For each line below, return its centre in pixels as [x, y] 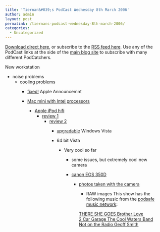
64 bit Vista [68, 140]
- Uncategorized [26, 33]
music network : [102, 204]
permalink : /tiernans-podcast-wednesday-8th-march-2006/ [65, 24]
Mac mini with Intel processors [58, 101]
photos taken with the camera [109, 184]
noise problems [28, 77]
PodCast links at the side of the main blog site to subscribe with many [76, 52]
